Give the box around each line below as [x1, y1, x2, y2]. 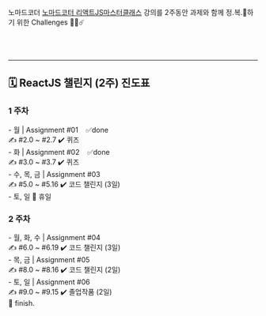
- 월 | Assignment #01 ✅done [8, 125, 109, 134]
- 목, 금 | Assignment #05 [8, 254, 90, 264]
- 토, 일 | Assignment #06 [8, 276, 90, 287]
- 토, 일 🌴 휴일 [8, 191, 51, 201]
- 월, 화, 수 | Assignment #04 [8, 232, 101, 242]
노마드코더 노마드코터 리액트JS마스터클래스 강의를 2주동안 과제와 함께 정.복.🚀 [8, 8, 248, 17]
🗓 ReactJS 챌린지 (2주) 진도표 [8, 77, 150, 90]
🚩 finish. [8, 298, 36, 307]
